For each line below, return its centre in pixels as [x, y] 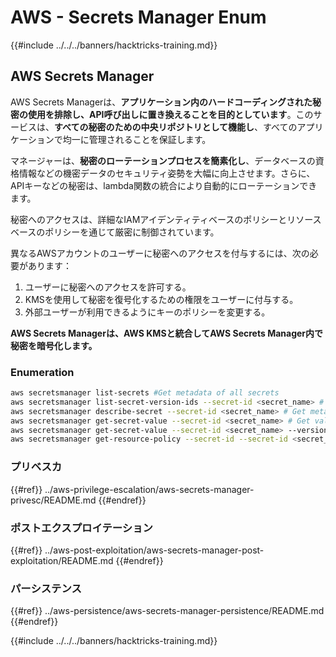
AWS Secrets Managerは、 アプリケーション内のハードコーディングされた [161, 102]
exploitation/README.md [62, 560]
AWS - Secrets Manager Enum [138, 17]
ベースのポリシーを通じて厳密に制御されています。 [115, 232]
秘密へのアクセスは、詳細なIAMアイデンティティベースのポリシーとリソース [166, 219]
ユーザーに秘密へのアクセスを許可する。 [108, 287]
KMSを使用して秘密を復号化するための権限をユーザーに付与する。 [161, 299]
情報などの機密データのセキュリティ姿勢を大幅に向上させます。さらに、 [167, 173]
